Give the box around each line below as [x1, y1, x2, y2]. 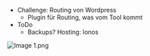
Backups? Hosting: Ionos [27, 28, 99, 36]
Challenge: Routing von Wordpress [17, 6, 117, 14]
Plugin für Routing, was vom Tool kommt [27, 13, 143, 21]
